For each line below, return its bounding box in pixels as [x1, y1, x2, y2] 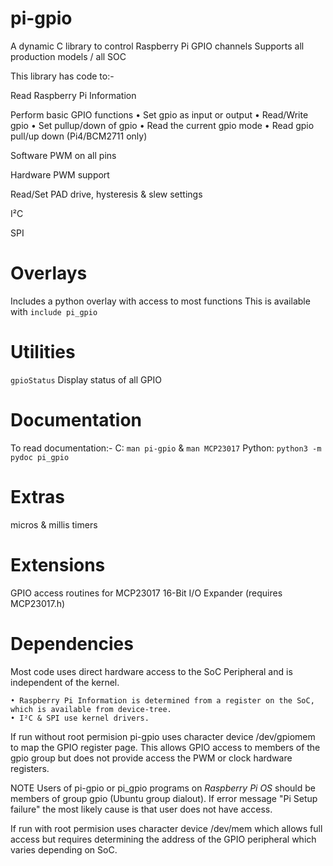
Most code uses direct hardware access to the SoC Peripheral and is [10, 665, 293, 677]
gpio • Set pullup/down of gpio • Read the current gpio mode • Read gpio [10, 119, 315, 131]
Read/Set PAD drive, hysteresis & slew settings [10, 188, 203, 200]
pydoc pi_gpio [10, 452, 70, 462]
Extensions [10, 553, 106, 576]
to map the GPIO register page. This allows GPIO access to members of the [10, 741, 321, 753]
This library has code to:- [10, 70, 115, 82]
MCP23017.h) [10, 597, 66, 609]
